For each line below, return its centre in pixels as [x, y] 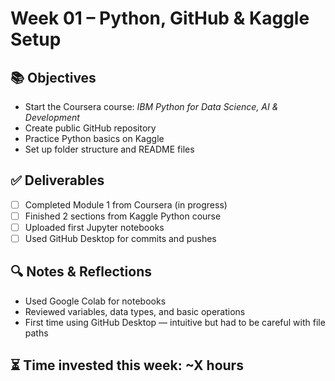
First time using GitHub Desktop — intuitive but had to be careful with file [175, 322]
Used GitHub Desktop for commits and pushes [120, 238]
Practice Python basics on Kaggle [94, 138]
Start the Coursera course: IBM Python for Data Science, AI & [151, 106]
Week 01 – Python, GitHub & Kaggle [160, 18]
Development [52, 117]
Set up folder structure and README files [109, 149]
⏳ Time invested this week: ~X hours [127, 365]
